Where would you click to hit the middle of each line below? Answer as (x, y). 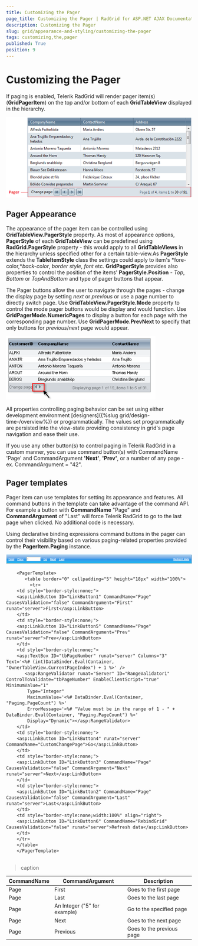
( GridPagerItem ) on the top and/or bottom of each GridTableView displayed (99, 102)
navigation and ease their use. (43, 434)
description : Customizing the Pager (51, 25)
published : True (26, 44)
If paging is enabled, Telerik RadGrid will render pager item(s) (81, 96)
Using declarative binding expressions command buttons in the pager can (96, 534)
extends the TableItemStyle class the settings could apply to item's (88, 259)
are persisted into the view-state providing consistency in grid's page (90, 428)
